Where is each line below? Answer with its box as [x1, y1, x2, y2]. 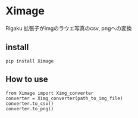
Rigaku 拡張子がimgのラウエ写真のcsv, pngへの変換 [5, 24, 132, 32]
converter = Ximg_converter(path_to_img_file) [5, 95, 123, 101]
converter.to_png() [5, 105, 54, 111]
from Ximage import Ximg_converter [5, 90, 94, 96]
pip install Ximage [5, 58, 54, 64]
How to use [5, 74, 48, 85]
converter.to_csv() [5, 100, 54, 107]
